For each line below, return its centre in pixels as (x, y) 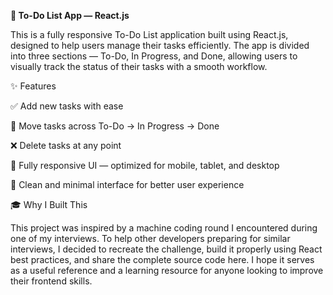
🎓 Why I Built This (49, 204)
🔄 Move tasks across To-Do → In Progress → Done (115, 126)
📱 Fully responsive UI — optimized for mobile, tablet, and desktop (145, 165)
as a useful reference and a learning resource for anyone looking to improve (167, 270)
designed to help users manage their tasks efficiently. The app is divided (160, 45)
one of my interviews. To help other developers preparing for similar (150, 238)
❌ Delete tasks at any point (66, 145)
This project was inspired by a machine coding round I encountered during (164, 228)
